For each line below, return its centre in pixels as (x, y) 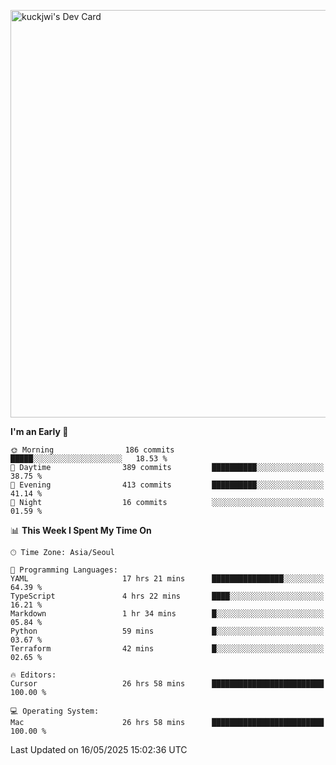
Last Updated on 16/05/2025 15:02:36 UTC (99, 749)
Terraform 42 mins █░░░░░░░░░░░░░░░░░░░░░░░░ (167, 649)
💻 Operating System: (55, 711)
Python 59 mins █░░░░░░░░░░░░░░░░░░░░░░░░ (167, 631)
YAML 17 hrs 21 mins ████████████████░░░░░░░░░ (167, 579)
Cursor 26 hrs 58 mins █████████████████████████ (167, 684)
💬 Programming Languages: (64, 570)
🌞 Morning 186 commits (92, 450)
